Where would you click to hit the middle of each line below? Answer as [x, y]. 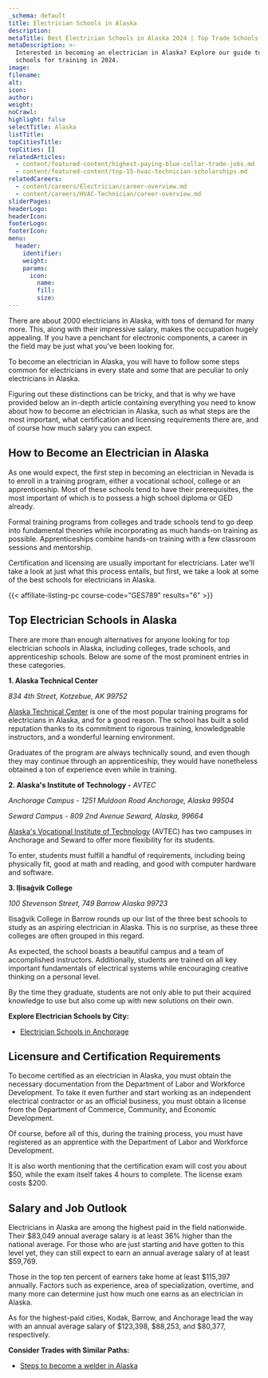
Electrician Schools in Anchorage [74, 1031]
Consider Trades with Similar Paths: [69, 1350]
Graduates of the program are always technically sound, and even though [129, 753]
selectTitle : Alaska [43, 127]
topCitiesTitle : [35, 142]
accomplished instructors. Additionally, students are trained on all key [123, 959]
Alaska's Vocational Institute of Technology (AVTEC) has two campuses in [130, 831]
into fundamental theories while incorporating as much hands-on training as [133, 530]
